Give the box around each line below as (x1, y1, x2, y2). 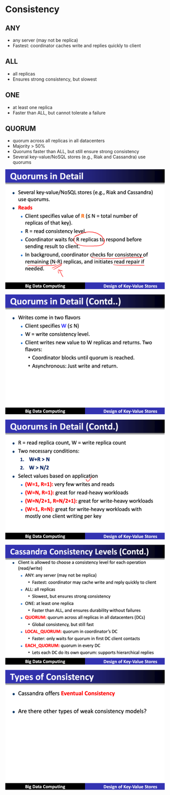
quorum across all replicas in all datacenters (12, 138, 105, 144)
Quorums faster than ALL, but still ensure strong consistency (12, 149, 139, 155)
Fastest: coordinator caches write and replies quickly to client (12, 43, 141, 49)
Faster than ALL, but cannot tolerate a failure (12, 110, 106, 116)
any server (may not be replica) (12, 37, 78, 43)
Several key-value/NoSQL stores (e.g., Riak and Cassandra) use (12, 154, 146, 160)
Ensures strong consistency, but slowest (12, 76, 97, 82)
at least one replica (12, 104, 53, 110)
